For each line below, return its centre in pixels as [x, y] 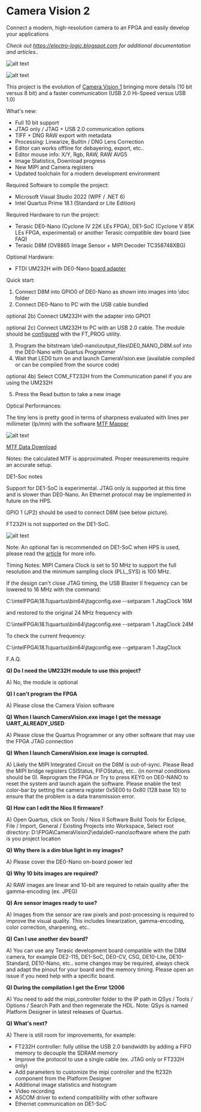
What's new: [22, 111]
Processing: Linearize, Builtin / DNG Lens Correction [79, 141]
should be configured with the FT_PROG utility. [64, 334]
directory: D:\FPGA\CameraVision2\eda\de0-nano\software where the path [98, 832]
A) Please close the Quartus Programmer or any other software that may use [100, 735]
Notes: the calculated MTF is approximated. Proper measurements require [98, 458]
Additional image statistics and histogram [66, 1084]
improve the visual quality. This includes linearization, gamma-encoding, [95, 920]
